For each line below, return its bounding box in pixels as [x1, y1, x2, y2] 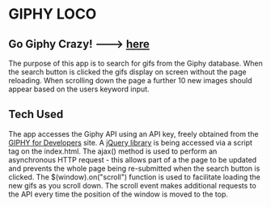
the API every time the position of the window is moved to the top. [8, 189, 229, 199]
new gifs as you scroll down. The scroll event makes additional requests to [8, 180, 256, 190]
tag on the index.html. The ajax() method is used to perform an [8, 146, 218, 156]
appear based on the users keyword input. [8, 84, 150, 94]
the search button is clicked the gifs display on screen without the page [8, 67, 247, 77]
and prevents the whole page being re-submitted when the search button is [8, 163, 260, 173]
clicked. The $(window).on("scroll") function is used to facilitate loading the [8, 171, 260, 182]
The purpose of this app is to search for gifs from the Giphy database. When [8, 58, 263, 68]
